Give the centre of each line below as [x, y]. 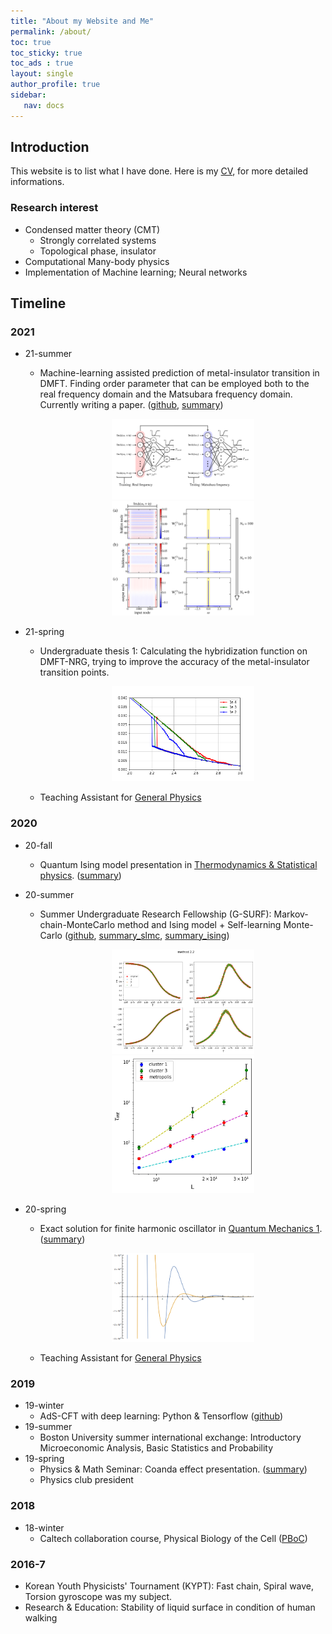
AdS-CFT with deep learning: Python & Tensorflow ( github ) [161, 1416]
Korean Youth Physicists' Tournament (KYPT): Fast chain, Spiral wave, [169, 1586]
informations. [37, 182]
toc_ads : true [42, 63]
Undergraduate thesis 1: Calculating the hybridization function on [173, 651]
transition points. [74, 672]
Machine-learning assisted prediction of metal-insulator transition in [179, 373]
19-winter [44, 1406]
